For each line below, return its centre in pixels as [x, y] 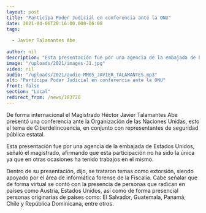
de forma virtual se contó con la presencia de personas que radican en [96, 184]
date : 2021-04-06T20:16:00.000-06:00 [55, 23]
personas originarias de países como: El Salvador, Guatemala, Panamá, [96, 197]
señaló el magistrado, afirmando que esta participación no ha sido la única [101, 152]
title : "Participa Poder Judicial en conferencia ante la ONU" [89, 18]
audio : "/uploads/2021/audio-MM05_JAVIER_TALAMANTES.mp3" [82, 75]
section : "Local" [29, 92]
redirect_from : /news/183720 [44, 97]
